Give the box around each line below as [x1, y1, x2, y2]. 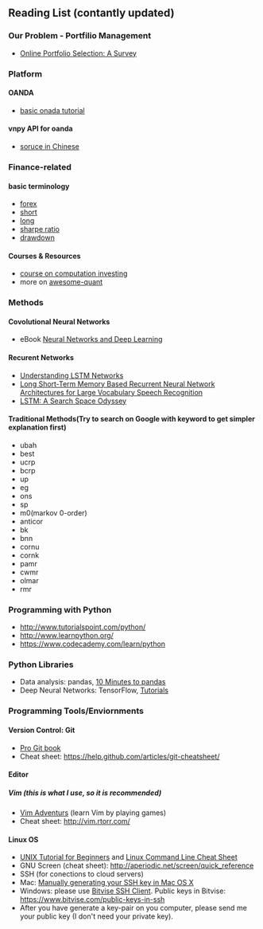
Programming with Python [8, 604, 112, 615]
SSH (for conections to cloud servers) [19, 869, 145, 879]
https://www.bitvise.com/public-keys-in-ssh [19, 895, 165, 904]
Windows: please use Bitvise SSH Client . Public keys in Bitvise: [19, 886, 226, 896]
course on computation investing [19, 269, 128, 278]
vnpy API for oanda [8, 123, 73, 134]
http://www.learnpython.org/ [19, 631, 114, 641]
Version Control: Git [8, 725, 75, 735]
